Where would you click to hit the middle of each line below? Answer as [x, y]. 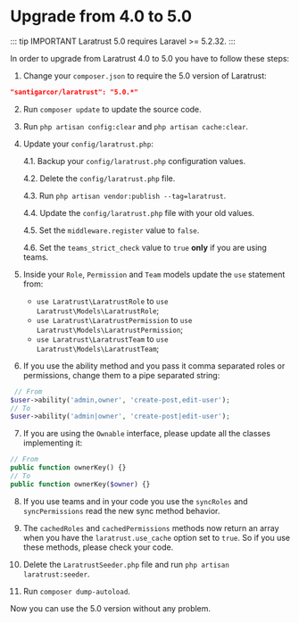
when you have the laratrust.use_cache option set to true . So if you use [157, 537]
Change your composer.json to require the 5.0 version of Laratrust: [145, 75]
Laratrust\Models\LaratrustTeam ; [98, 348]
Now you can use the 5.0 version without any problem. [111, 608]
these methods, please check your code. [98, 547]
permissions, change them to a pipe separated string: [121, 375]
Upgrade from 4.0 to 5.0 [101, 17]
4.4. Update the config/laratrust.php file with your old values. [139, 212]
